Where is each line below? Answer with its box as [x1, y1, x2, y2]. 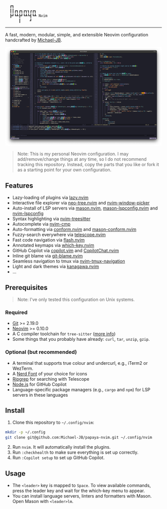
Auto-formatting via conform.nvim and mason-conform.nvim [12, 227, 137, 233]
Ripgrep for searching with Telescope [12, 376, 89, 382]
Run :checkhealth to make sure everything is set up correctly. [12, 450, 139, 456]
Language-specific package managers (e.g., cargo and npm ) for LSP [12, 386, 151, 392]
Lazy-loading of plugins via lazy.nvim [12, 195, 88, 201]
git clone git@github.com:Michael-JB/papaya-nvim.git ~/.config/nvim [5, 435, 153, 440]
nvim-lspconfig [12, 211, 44, 217]
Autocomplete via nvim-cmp [12, 221, 71, 227]
